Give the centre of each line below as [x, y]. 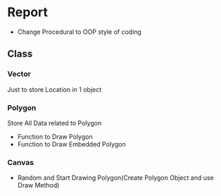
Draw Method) [38, 185]
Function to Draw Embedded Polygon [71, 144]
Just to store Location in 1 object [55, 90]
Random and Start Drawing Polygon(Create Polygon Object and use [116, 178]
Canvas [20, 162]
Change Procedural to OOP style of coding [80, 32]
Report [27, 12]
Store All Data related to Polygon [55, 123]
